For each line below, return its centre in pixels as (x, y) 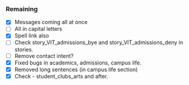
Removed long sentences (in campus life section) (76, 69)
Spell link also (31, 36)
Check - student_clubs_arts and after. (61, 76)
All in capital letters (38, 29)
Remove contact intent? (44, 55)
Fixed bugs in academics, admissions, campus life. (78, 63)
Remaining (22, 9)
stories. (24, 49)
